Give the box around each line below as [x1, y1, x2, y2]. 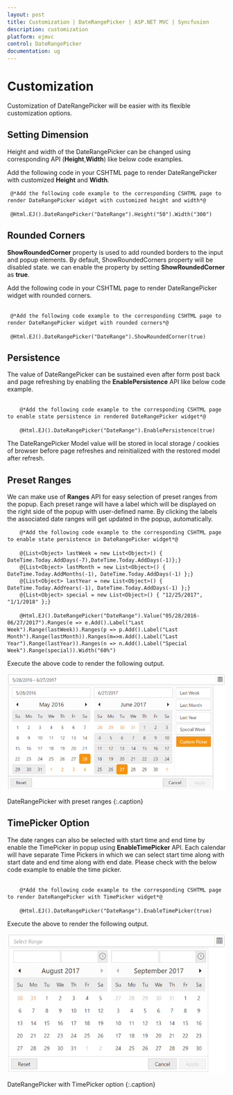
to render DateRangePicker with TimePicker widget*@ [7, 893, 163, 901]
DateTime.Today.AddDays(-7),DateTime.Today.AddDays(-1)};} [7, 557, 182, 564]
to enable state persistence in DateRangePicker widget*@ [7, 536, 178, 543]
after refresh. [7, 454, 45, 462]
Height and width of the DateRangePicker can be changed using [7, 147, 191, 156]
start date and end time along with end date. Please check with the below [7, 858, 217, 866]
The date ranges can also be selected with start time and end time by [7, 835, 205, 844]
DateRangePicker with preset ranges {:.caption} [7, 797, 144, 805]
